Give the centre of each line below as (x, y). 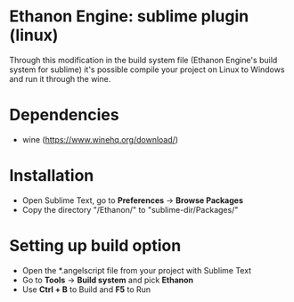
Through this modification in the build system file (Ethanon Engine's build (143, 60)
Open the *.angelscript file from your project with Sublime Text (137, 270)
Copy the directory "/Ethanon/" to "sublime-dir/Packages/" (130, 209)
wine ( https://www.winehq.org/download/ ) (100, 139)
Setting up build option (95, 246)
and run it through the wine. (60, 78)
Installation (52, 176)
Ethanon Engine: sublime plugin (129, 16)
